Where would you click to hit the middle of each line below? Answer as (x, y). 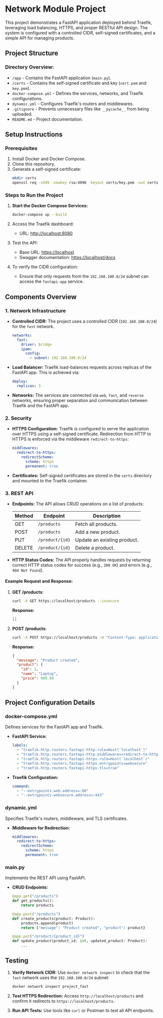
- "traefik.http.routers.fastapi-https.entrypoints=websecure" (82, 763)
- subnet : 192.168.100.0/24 (58, 358)
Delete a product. (95, 548)
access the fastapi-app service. (52, 281)
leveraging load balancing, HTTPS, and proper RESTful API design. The (76, 27)
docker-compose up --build (39, 215)
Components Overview (41, 297)
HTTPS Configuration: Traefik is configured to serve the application (81, 429)
